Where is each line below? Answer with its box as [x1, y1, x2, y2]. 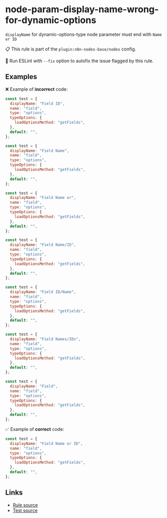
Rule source [12, 502, 38, 508]
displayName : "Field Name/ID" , [10, 242, 76, 248]
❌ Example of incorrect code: [5, 86, 68, 92]
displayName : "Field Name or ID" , [10, 441, 83, 446]
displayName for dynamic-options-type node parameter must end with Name [5, 31, 162, 37]
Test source [12, 507, 38, 513]
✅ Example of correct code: [5, 426, 65, 432]
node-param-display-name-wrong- [5, 4, 159, 15]
